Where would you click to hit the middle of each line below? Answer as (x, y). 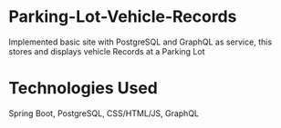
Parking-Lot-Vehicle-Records (123, 17)
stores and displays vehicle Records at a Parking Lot (107, 51)
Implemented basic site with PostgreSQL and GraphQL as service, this (140, 42)
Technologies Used (83, 89)
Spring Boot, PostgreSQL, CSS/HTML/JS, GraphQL (104, 113)
